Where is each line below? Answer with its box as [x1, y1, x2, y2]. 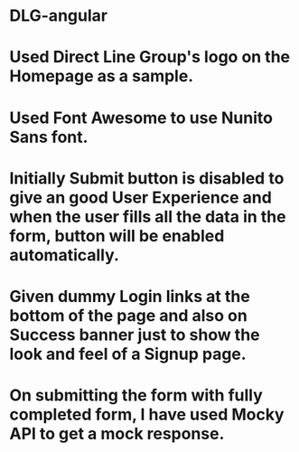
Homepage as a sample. [9, 66, 194, 87]
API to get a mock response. [9, 424, 225, 444]
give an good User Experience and [9, 187, 273, 208]
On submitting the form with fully [9, 385, 264, 406]
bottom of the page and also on [9, 305, 248, 325]
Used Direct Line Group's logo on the [9, 47, 291, 68]
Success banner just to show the [9, 325, 260, 344]
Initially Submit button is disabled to [9, 168, 285, 188]
